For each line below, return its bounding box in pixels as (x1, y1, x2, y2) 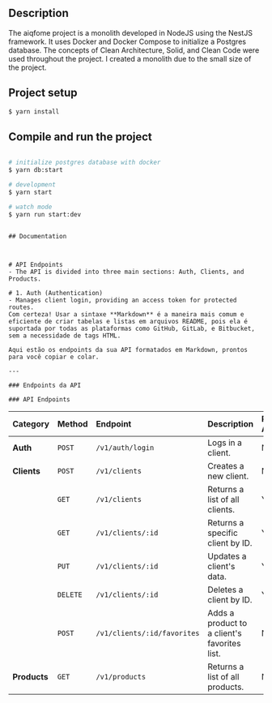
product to (207, 617, 248, 628)
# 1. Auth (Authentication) (8, 289, 104, 297)
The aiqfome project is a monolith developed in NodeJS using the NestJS (8, 28, 253, 37)
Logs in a (207, 437, 243, 448)
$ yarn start (8, 188, 53, 196)
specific (207, 527, 239, 538)
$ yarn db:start (8, 166, 63, 174)
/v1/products (96, 672, 147, 681)
